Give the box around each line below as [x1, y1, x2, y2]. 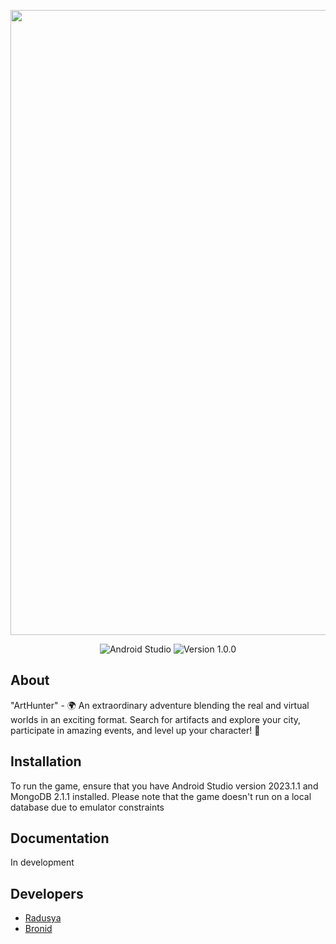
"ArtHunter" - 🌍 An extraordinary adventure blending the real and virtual [10, 699, 310, 711]
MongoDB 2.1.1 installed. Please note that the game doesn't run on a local [10, 790, 312, 802]
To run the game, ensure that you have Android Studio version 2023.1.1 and [10, 780, 319, 792]
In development [10, 856, 75, 869]
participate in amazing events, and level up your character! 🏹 [10, 724, 261, 736]
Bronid [24, 923, 53, 935]
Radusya [24, 912, 62, 924]
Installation [10, 753, 82, 770]
